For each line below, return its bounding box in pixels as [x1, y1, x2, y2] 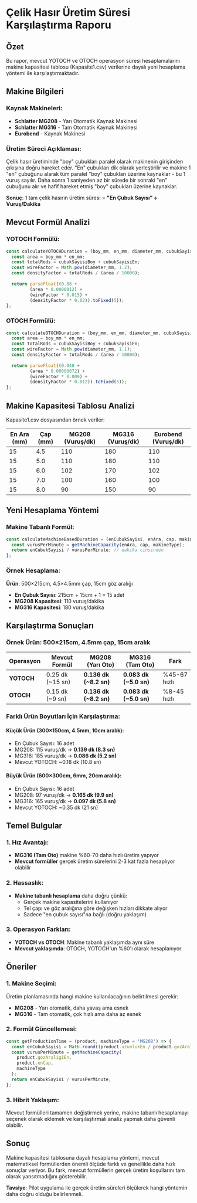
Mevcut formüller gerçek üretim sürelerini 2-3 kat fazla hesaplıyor [14, 858, 175, 865]
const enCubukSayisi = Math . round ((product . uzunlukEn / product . [11, 1044, 175, 1049]
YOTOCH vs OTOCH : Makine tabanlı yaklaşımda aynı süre [14, 939, 154, 946]
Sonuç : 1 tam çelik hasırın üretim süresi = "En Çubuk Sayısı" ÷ [6, 194, 158, 201]
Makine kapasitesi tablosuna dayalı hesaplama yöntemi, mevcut [6, 1154, 160, 1161]
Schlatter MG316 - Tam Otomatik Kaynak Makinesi [14, 124, 138, 131]
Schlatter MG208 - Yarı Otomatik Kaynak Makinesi [14, 117, 138, 124]
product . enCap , [16, 1060, 54, 1066]
